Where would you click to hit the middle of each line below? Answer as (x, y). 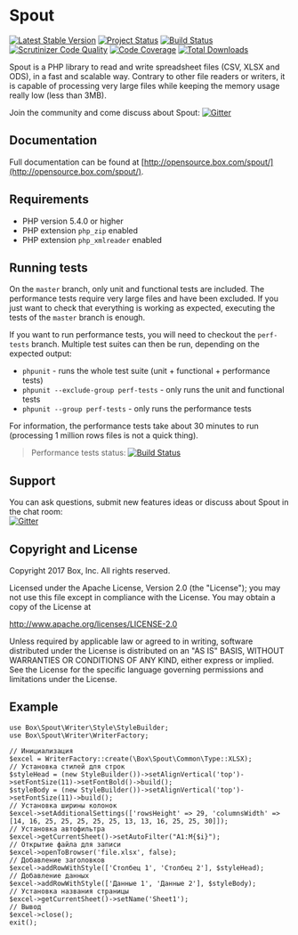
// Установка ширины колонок (63, 805)
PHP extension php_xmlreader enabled (92, 240)
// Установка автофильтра (57, 829)
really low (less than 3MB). (58, 95)
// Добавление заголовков (57, 860)
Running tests (49, 268)
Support (32, 480)
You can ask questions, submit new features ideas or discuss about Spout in (149, 502)
